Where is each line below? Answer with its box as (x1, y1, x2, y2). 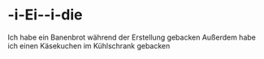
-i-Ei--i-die (7, 6, 83, 24)
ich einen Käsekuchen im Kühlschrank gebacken (7, 40, 171, 50)
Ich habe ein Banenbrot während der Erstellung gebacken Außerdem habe (7, 32, 257, 42)
